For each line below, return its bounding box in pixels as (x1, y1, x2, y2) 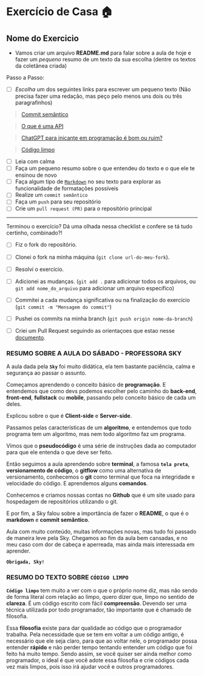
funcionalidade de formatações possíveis (15, 185, 118, 192)
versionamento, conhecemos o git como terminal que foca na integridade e (6, 473, 195, 480)
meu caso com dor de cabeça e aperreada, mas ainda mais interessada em (6, 541, 195, 548)
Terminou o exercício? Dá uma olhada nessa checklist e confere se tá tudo (6, 223, 193, 230)
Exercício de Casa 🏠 (6, 5, 114, 19)
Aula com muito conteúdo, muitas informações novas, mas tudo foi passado (6, 528, 197, 535)
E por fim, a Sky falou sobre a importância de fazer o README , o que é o (6, 510, 189, 517)
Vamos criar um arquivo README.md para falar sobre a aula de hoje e (15, 49, 191, 56)
